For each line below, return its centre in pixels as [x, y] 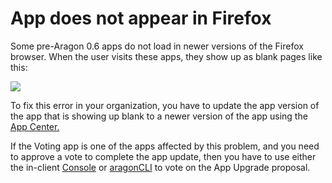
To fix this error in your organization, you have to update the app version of [165, 105]
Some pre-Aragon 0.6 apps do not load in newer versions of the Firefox [157, 46]
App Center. [35, 126]
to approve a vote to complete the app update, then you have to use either [163, 156]
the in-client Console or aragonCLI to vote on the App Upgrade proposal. [160, 167]
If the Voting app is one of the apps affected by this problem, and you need [165, 146]
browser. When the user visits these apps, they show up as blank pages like [166, 56]
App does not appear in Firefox [141, 18]
